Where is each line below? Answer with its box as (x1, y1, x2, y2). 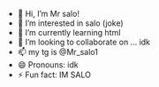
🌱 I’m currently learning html (17, 28, 121, 37)
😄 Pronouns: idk (17, 59, 79, 70)
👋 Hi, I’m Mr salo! (17, 9, 79, 19)
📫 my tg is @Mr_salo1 (17, 47, 99, 57)
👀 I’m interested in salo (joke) (17, 18, 124, 28)
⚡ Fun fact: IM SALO (17, 69, 91, 80)
